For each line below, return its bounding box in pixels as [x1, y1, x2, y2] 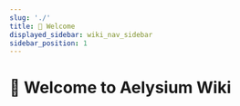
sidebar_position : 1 [9, 38, 89, 48]
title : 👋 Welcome [9, 22, 76, 31]
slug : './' [9, 13, 51, 23]
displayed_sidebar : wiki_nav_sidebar [9, 30, 153, 39]
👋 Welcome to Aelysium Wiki [9, 78, 232, 98]
